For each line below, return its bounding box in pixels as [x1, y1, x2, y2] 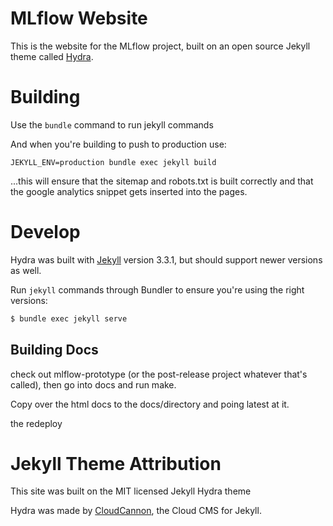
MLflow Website [10, 7, 148, 30]
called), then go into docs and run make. [10, 378, 177, 391]
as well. [10, 264, 42, 276]
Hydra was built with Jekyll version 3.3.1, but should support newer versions [10, 253, 323, 266]
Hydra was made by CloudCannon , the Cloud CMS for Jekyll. [10, 505, 262, 517]
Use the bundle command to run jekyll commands [10, 118, 214, 131]
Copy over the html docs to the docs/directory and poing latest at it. [10, 398, 290, 410]
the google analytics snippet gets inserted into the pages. [10, 185, 248, 197]
